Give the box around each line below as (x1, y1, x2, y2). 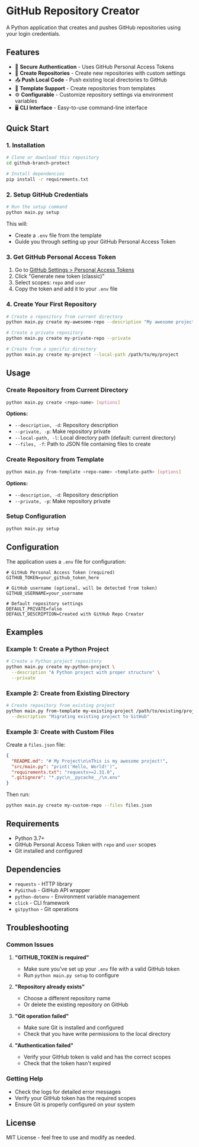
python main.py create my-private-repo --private (6, 336, 131, 342)
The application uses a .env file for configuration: (6, 558, 126, 565)
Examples (6, 627, 43, 637)
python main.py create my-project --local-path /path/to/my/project (6, 352, 179, 358)
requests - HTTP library (14, 880, 73, 887)
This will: (6, 220, 28, 227)
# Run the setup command (6, 204, 68, 210)
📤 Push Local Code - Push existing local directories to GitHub (14, 76, 168, 83)
